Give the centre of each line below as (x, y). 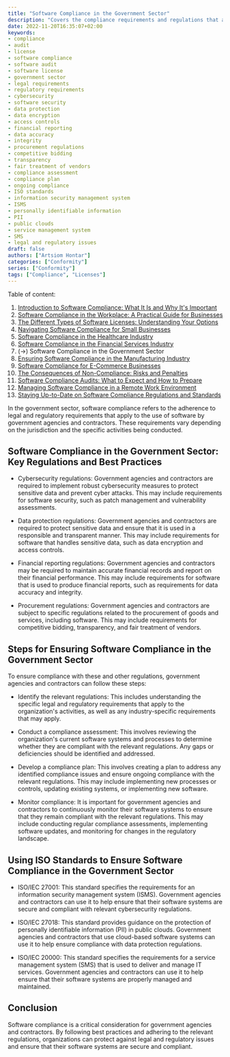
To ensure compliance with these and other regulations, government (104, 676)
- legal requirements (39, 84)
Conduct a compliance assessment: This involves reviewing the (107, 732)
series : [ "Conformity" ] (42, 268)
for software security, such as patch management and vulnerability (112, 500)
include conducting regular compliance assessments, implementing (113, 824)
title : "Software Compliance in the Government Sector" (89, 13)
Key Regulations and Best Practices (85, 462)
